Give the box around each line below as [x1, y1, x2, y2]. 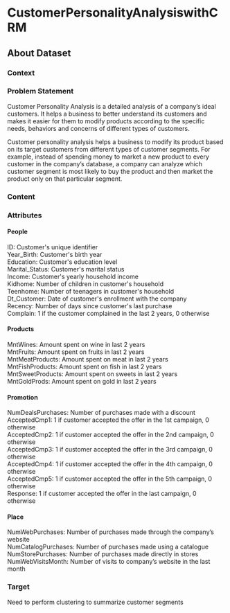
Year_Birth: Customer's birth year [7, 250, 103, 258]
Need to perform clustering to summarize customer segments [7, 598, 184, 606]
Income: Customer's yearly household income [7, 272, 139, 281]
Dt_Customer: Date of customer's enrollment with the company [7, 294, 187, 303]
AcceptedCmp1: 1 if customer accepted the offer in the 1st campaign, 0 [7, 416, 209, 424]
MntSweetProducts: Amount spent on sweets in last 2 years [7, 370, 178, 378]
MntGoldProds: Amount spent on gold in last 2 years [7, 377, 157, 386]
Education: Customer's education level [7, 258, 118, 266]
